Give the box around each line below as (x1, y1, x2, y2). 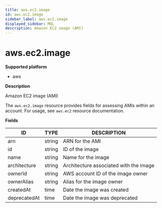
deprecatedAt (7, 195, 40, 202)
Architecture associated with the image (63, 162, 155, 169)
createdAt (7, 187, 31, 194)
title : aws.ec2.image (5, 7, 50, 12)
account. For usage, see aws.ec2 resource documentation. (5, 108, 125, 114)
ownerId (7, 170, 27, 177)
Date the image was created (63, 187, 129, 194)
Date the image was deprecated (63, 195, 138, 202)
